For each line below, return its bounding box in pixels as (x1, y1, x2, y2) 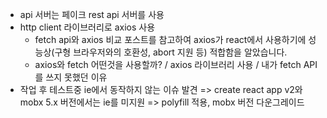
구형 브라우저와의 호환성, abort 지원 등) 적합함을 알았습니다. (54, 46, 288, 58)
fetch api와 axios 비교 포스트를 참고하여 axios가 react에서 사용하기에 (34, 34, 307, 45)
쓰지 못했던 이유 (45, 71, 108, 83)
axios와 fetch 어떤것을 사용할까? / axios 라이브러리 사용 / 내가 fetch (34, 59, 302, 70)
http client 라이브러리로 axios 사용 (19, 21, 156, 33)
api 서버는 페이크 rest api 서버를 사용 (19, 9, 165, 20)
